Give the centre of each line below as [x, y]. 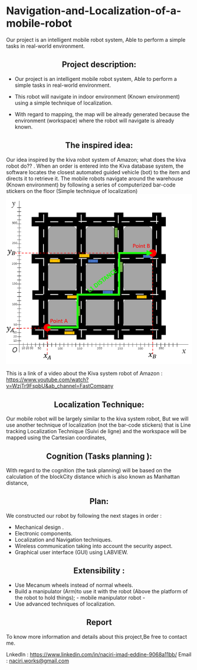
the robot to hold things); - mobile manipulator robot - [80, 597]
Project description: [99, 65]
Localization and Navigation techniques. [63, 540]
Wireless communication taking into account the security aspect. [93, 546]
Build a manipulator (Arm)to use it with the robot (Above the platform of [101, 591]
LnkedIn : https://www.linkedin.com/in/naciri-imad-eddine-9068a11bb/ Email [99, 654]
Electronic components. [43, 533]
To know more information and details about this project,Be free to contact [97, 636]
